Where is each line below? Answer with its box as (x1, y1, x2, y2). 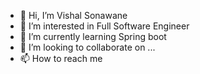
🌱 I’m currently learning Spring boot (19, 31, 167, 42)
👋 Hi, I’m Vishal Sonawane (19, 10, 128, 21)
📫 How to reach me (19, 53, 103, 64)
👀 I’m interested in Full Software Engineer (19, 20, 190, 32)
